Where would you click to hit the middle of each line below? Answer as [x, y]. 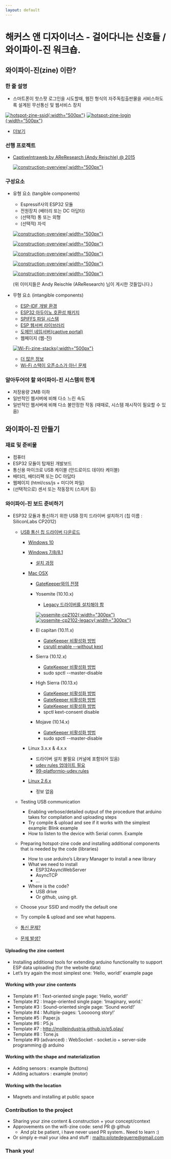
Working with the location [33, 1085]
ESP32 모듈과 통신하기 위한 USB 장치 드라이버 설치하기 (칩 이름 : [77, 516]
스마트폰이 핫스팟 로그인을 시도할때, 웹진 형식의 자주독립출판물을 [77, 99]
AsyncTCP [47, 875]
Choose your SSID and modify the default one [69, 907]
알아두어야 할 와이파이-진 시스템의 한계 [50, 380]
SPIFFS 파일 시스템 [40, 319]
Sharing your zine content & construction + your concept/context [81, 1121]
